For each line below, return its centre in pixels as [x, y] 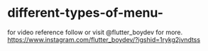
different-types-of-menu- [85, 13]
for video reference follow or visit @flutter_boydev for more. [95, 32]
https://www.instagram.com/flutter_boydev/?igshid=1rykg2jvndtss [104, 39]
